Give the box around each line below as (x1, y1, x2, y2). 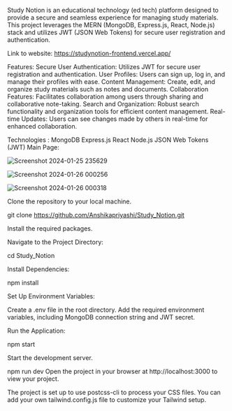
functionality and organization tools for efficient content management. (7, 108, 209, 115)
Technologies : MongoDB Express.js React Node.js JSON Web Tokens (7, 136, 209, 144)
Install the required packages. (7, 224, 93, 233)
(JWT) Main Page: (7, 143, 59, 151)
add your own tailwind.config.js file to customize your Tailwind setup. (7, 396, 207, 404)
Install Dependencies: (7, 265, 70, 273)
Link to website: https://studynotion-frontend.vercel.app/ (7, 49, 171, 57)
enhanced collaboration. (7, 122, 78, 130)
